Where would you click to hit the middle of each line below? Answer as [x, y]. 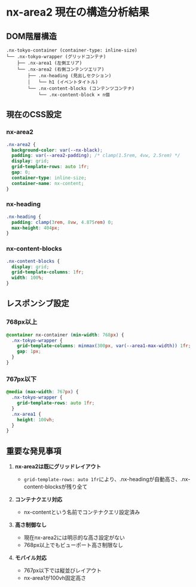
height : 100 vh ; [36, 419]
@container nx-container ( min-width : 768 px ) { [65, 335]
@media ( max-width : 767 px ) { [42, 392]
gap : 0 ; [21, 172]
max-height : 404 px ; [36, 228]
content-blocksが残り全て [56, 487]
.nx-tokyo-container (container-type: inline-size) [72, 50]
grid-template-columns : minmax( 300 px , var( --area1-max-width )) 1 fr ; [104, 346]
